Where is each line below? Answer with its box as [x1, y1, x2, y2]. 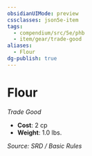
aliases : [7, 42, 33, 49]
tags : [7, 23, 23, 30]
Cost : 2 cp [17, 121, 48, 129]
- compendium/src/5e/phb [13, 29, 85, 37]
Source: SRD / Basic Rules [7, 142, 82, 150]
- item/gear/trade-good [13, 36, 82, 43]
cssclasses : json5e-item [7, 17, 79, 23]
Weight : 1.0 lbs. [17, 128, 62, 137]
